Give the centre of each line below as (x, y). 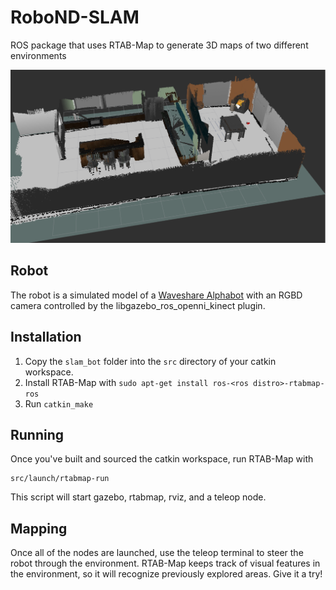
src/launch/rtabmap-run (60, 479)
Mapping (39, 528)
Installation (46, 337)
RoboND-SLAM (75, 17)
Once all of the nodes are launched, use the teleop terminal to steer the (157, 553)
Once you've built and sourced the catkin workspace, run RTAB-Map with (162, 459)
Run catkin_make (59, 403)
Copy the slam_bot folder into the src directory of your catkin (150, 361)
